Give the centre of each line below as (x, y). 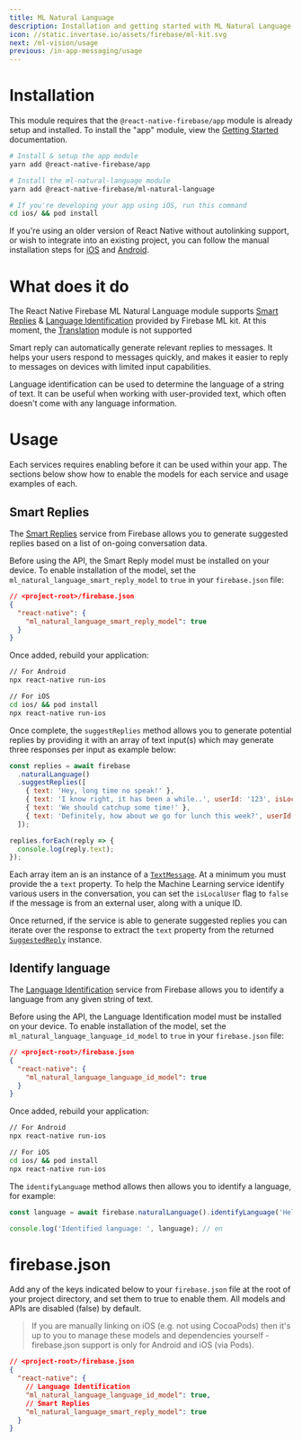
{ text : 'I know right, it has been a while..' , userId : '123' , (148, 800)
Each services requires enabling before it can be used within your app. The (148, 465)
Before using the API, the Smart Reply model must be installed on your (139, 560)
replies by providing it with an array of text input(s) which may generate (142, 739)
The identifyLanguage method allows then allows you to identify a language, (151, 1186)
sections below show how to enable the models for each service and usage (149, 474)
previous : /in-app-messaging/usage (76, 51)
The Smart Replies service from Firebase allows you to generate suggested (149, 533)
